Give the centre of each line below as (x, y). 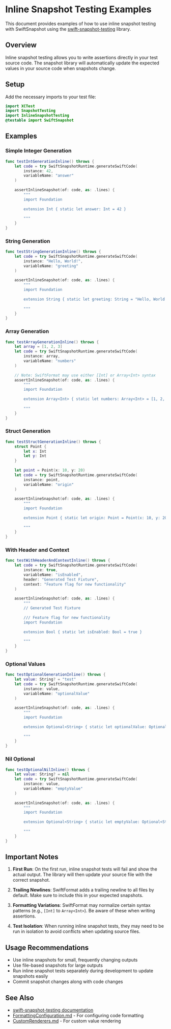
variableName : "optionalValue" (57, 694)
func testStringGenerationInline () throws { (53, 252)
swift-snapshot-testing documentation (53, 1010)
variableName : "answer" (49, 176)
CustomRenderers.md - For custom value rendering (67, 1021)
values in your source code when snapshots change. (61, 68)
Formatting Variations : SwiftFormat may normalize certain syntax (82, 905)
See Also (20, 998)
